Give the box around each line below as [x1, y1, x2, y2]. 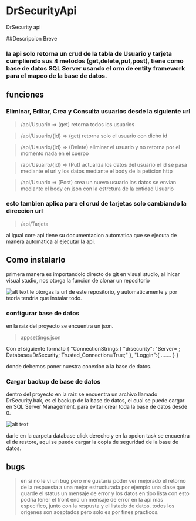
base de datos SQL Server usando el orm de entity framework [6, 64, 185, 72]
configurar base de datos [6, 309, 80, 317]
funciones [6, 90, 44, 100]
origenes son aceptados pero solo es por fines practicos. [20, 509, 159, 516]
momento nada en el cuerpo [20, 150, 89, 157]
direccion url [6, 207, 43, 215]
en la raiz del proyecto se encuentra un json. [6, 322, 114, 330]
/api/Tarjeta [20, 220, 49, 227]
